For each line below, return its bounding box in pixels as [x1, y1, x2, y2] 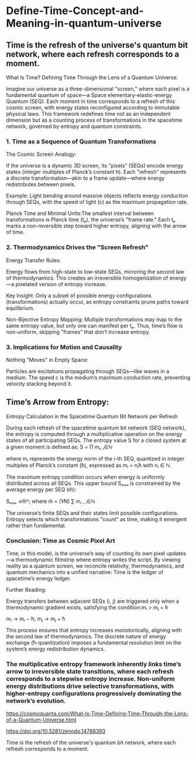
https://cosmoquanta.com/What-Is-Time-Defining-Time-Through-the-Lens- [6, 710, 189, 717]
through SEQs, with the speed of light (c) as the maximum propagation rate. [6, 199, 188, 206]
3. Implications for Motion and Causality [6, 343, 122, 351]
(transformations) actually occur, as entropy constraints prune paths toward [6, 298, 189, 305]
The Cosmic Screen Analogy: [6, 151, 77, 158]
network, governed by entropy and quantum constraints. [6, 123, 142, 130]
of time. [6, 229, 25, 236]
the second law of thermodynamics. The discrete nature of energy [6, 633, 166, 640]
